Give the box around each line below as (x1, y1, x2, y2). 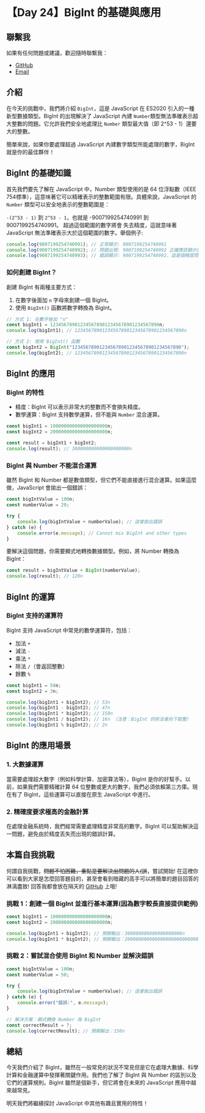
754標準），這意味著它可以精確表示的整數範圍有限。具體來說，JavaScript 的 (6, 193, 197, 200)
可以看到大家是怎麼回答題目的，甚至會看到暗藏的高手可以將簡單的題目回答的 (6, 875, 199, 882)
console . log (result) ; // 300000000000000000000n (6, 446, 132, 452)
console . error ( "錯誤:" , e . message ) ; (17, 1000, 109, 1006)
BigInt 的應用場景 (6, 740, 71, 751)
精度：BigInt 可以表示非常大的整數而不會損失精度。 (15, 403, 144, 411)
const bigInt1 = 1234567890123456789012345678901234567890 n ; (6, 322, 165, 328)
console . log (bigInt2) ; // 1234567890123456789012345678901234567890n (6, 350, 187, 356)
